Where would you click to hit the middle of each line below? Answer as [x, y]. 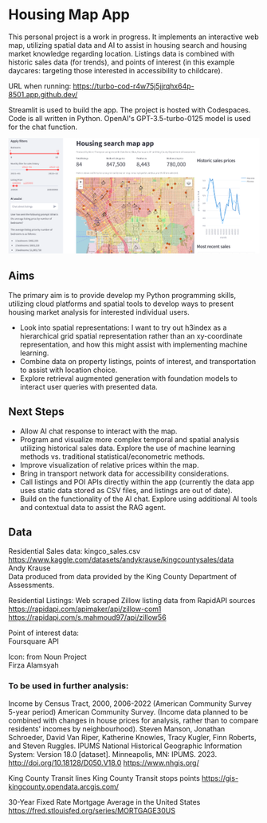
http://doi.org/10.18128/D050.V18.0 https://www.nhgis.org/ [104, 762]
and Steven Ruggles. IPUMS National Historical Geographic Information [125, 746]
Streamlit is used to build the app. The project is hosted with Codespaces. [130, 110]
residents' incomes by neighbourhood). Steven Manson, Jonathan [117, 729]
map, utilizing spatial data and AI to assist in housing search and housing [128, 45]
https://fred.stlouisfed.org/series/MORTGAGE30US [92, 810]
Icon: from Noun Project [48, 657]
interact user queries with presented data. [88, 386]
